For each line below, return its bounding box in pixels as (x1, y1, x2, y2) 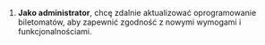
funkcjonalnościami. (17, 26, 92, 36)
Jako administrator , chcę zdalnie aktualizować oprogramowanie (17, 8, 257, 18)
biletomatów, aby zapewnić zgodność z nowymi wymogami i (17, 17, 242, 27)
